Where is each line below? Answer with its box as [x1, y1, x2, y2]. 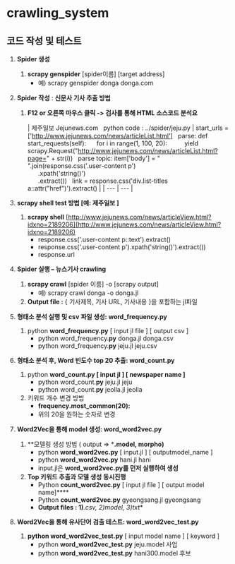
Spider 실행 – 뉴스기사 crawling [16, 265, 107, 273]
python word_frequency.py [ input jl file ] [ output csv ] [27, 327, 189, 335]
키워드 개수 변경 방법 [27, 394, 85, 402]
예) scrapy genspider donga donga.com [37, 79, 154, 87]
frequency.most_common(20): [37, 402, 131, 410]
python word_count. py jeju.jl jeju [37, 378, 133, 386]
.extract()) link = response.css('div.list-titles [37, 176, 169, 185]
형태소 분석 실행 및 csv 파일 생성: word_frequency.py [16, 313, 167, 320]
